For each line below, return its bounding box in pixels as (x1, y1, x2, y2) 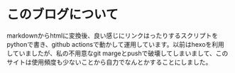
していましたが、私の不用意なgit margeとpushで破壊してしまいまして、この (6, 49, 229, 57)
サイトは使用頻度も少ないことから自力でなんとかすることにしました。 (6, 57, 212, 66)
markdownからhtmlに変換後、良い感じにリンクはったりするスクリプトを (6, 31, 218, 40)
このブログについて (6, 6, 119, 23)
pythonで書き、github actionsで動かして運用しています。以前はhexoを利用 (6, 40, 225, 48)
